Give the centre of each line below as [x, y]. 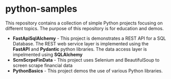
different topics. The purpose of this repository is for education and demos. [85, 28]
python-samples [41, 9]
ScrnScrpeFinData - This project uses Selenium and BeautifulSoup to [86, 60]
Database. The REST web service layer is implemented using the [81, 43]
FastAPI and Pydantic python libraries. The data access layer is [80, 49]
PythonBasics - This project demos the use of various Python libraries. [88, 71]
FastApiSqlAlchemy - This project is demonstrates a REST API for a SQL [89, 38]
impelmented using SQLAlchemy [47, 55]
